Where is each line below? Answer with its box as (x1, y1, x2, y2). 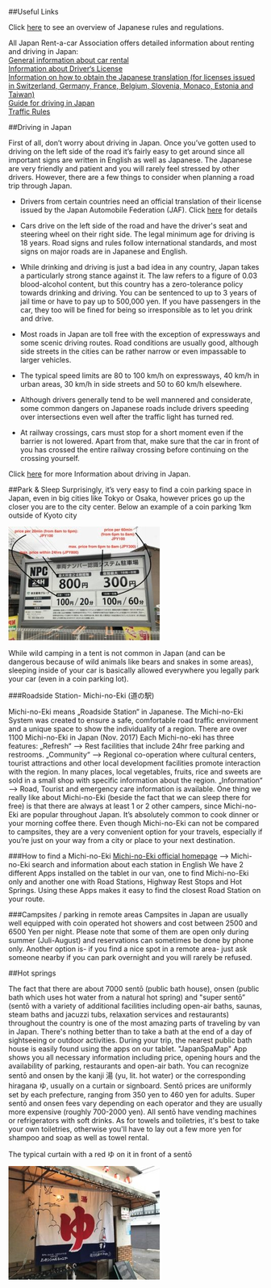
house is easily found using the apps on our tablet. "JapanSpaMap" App (8, 1044, 248, 1053)
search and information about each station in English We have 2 (31, 860, 244, 869)
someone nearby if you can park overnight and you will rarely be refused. (8, 953, 252, 962)
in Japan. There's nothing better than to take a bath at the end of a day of (8, 1027, 252, 1036)
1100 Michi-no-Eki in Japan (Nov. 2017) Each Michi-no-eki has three (8, 732, 235, 742)
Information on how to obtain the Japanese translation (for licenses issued (8, 73, 256, 82)
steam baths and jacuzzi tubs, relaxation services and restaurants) (8, 1009, 230, 1019)
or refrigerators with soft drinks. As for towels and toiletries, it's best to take (8, 1116, 260, 1125)
